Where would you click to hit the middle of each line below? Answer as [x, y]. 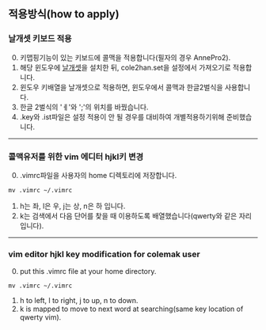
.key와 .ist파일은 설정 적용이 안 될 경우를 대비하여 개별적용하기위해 [122, 116]
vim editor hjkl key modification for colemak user [104, 254]
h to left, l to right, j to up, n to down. [79, 301]
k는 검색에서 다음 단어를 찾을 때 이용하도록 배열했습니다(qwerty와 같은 [128, 215]
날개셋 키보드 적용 [40, 39]
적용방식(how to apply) [64, 14]
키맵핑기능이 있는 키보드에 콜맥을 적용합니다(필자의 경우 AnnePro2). [125, 57]
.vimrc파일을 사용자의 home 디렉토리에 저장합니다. [98, 175]
